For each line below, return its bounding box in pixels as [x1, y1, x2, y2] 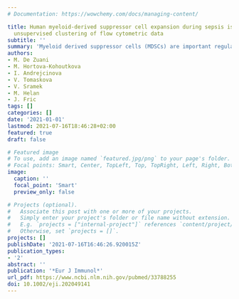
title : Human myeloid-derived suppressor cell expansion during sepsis [7, 23, 224, 31]
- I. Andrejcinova [7, 69, 62, 77]
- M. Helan [7, 90, 40, 97]
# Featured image [7, 149, 59, 156]
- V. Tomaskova [7, 76, 53, 83]
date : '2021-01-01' [7, 116, 65, 123]
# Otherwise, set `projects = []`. [7, 228, 119, 235]
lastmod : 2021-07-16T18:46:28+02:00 [7, 122, 116, 130]
